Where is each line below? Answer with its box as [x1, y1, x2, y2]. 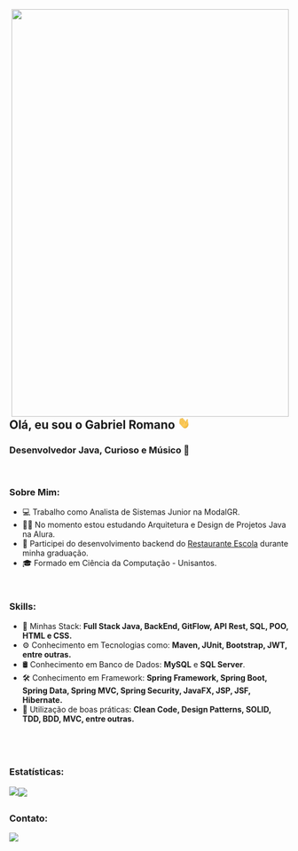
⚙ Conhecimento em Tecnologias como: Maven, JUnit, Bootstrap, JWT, [21, 639, 288, 650]
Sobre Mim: [9, 486, 60, 499]
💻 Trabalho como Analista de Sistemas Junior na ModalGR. [21, 507, 240, 517]
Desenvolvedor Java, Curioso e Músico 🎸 [9, 444, 190, 456]
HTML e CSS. [21, 630, 73, 641]
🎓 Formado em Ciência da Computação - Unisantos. [21, 558, 217, 569]
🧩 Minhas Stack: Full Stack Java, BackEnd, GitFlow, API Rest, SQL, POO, [21, 620, 289, 631]
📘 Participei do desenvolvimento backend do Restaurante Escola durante [21, 539, 289, 549]
